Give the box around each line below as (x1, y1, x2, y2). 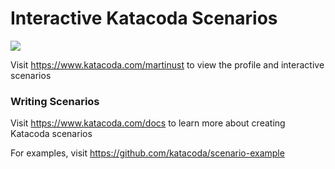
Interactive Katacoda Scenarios (10, 7, 278, 30)
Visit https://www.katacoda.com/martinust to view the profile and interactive (10, 58, 325, 71)
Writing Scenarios (10, 94, 100, 108)
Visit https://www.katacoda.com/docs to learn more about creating (10, 117, 286, 129)
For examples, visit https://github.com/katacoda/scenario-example (10, 147, 285, 159)
